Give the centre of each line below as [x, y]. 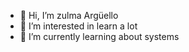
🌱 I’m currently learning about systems [99, 36]
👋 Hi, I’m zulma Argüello [69, 15]
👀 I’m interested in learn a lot [78, 26]
